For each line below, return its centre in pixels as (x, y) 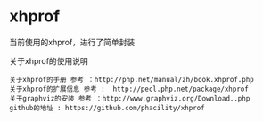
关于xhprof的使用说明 (49, 60)
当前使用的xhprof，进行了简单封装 (72, 42)
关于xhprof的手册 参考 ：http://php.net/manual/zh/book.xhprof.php (131, 79)
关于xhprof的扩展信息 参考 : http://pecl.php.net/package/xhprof (129, 89)
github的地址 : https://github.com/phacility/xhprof (107, 108)
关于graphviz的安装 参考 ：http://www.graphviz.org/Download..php (130, 98)
